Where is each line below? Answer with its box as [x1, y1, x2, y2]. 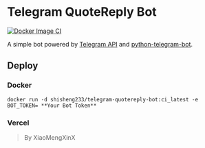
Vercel [7, 118, 30, 127]
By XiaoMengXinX [23, 133, 76, 141]
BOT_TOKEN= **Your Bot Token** [7, 102, 97, 109]
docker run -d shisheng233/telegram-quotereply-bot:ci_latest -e [7, 96, 198, 103]
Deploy [7, 60, 39, 72]
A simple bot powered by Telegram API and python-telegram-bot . [7, 40, 193, 48]
